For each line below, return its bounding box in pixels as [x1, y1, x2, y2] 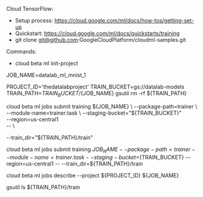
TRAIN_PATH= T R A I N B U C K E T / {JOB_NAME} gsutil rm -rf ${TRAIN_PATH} [6, 90, 187, 98]
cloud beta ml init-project [15, 60, 79, 67]
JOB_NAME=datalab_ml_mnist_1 [6, 72, 86, 78]
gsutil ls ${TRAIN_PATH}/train [6, 183, 81, 190]
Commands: [6, 48, 37, 55]
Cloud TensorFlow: [6, 5, 53, 12]
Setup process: [15, 17, 53, 24]
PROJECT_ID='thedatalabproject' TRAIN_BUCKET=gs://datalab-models [6, 83, 185, 90]
